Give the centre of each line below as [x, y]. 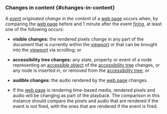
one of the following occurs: [35, 29]
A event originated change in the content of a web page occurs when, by [82, 19]
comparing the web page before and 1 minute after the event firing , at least [83, 24]
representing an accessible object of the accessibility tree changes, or [86, 65]
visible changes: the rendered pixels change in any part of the [78, 39]
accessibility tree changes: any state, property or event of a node [82, 60]
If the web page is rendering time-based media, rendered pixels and [84, 90]
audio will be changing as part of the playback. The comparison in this [86, 96]
